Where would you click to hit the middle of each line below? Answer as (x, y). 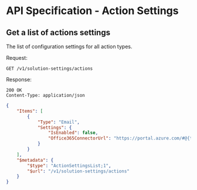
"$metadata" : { (35, 160)
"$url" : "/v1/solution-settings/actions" (79, 171)
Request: (17, 58)
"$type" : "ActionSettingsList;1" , (69, 165)
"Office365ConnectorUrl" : (79, 138)
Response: (19, 79)
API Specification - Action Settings (92, 11)
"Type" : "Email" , (59, 122)
